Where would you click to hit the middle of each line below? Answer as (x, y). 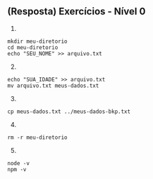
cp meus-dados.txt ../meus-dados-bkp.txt (69, 112)
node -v (19, 163)
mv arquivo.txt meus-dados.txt (53, 86)
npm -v (17, 169)
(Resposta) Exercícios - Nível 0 (76, 12)
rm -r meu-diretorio (38, 137)
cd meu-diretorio (33, 47)
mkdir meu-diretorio (38, 41)
